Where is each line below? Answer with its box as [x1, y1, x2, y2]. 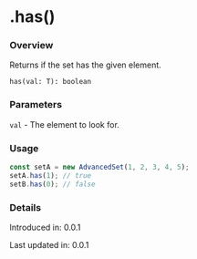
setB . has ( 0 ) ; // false [9, 180, 96, 189]
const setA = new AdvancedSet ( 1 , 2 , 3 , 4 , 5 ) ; [9, 162, 190, 172]
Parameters [9, 98, 62, 111]
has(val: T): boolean [9, 78, 92, 87]
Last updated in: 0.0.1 [9, 240, 89, 250]
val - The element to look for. [9, 119, 120, 129]
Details [9, 201, 42, 213]
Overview [9, 39, 54, 52]
